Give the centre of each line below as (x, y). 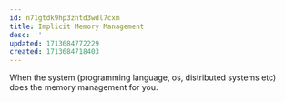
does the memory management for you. (84, 87)
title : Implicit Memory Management (77, 26)
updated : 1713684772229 (55, 43)
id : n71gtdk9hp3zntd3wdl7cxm (65, 18)
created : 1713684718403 (55, 52)
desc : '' (26, 35)
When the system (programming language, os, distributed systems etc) (143, 77)
